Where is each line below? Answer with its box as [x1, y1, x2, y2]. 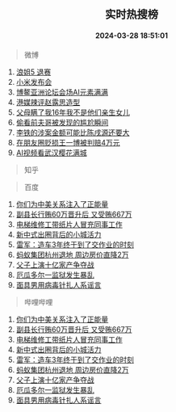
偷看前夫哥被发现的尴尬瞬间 [15, 117, 109, 127]
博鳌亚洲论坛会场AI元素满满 [15, 87, 109, 97]
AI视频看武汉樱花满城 [15, 148, 87, 158]
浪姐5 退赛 [15, 67, 52, 77]
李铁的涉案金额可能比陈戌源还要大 [15, 128, 130, 137]
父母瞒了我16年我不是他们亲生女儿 [15, 107, 131, 117]
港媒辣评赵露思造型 [15, 97, 81, 107]
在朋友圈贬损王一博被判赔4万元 [15, 137, 120, 147]
